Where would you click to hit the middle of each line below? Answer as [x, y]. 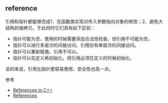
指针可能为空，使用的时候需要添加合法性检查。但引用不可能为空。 [82, 38]
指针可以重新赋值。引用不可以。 [46, 51]
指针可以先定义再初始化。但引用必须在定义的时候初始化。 [73, 58]
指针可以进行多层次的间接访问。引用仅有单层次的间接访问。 [76, 45]
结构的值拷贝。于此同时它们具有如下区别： [50, 28]
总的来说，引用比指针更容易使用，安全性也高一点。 [59, 69]
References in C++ [33, 90]
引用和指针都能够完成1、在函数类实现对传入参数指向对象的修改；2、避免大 [84, 21]
